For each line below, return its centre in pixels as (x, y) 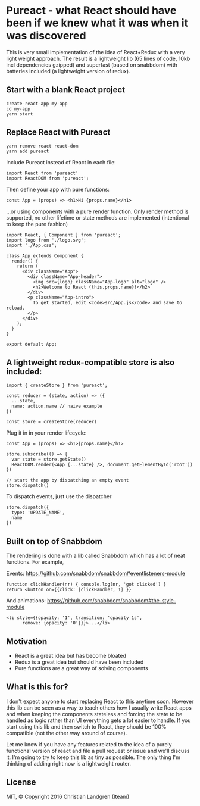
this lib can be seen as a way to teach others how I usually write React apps (99, 707)
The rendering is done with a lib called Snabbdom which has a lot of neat (96, 556)
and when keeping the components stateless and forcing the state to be (94, 714)
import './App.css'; (32, 245)
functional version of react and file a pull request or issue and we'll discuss (98, 751)
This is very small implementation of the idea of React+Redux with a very (96, 52)
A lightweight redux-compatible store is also (90, 362)
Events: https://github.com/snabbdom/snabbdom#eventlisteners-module (96, 574)
